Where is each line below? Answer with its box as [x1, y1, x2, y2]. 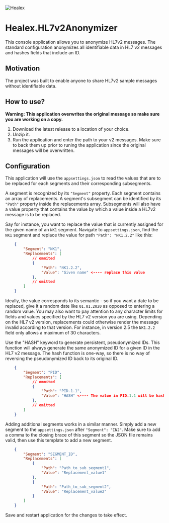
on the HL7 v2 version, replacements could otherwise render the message [5, 319, 159, 325]
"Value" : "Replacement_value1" [41, 470, 107, 475]
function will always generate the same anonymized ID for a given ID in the [5, 345, 160, 351]
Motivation [5, 64, 40, 73]
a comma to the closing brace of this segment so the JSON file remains [5, 431, 153, 438]
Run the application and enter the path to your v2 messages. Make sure [12, 136, 161, 143]
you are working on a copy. [5, 116, 63, 122]
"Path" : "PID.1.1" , [41, 389, 82, 394]
